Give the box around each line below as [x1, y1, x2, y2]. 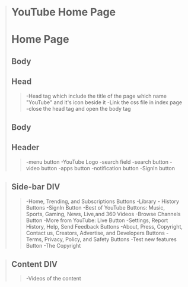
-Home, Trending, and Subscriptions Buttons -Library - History [26, 198, 179, 205]
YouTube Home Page [11, 5, 116, 19]
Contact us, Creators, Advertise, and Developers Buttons [26, 229, 165, 236]
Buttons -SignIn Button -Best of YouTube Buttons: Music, [26, 204, 165, 211]
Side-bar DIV [11, 182, 60, 192]
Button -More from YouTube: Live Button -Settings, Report [26, 217, 168, 224]
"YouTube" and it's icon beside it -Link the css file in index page [26, 98, 182, 106]
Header [11, 142, 40, 152]
